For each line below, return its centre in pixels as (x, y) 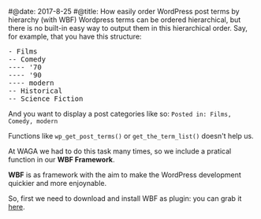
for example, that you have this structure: (75, 36)
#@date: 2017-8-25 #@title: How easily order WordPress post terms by (124, 11)
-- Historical (35, 91)
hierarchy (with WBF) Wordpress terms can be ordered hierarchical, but (125, 20)
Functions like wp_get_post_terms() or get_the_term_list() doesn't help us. (131, 136)
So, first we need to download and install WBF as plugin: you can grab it (125, 199)
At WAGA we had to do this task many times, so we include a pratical (120, 151)
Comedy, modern (33, 121)
